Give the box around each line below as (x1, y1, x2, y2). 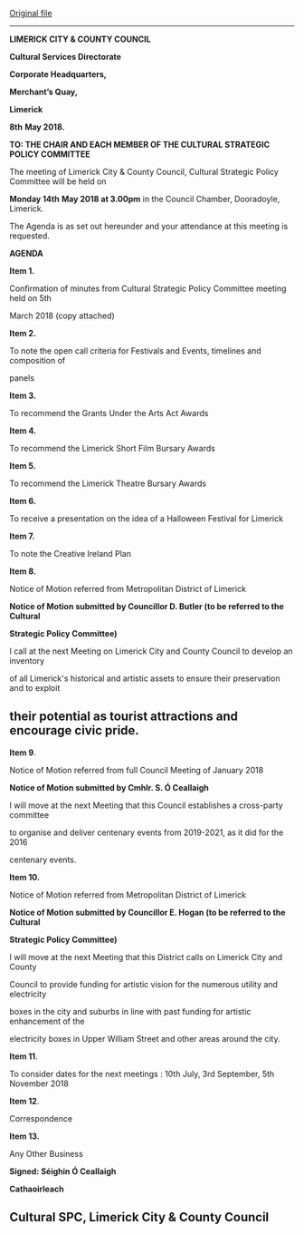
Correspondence (9, 1113, 73, 1123)
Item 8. (9, 566, 37, 577)
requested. (9, 230, 50, 241)
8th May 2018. (9, 121, 65, 132)
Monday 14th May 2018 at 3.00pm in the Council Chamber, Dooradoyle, (9, 194, 280, 204)
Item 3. (9, 390, 36, 401)
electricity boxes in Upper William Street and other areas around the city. (9, 1033, 280, 1044)
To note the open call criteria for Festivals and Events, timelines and (9, 345, 262, 356)
